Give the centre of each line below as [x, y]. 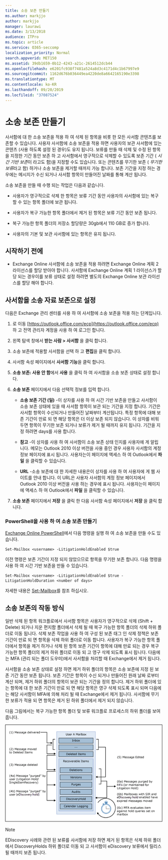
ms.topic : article [24, 43]
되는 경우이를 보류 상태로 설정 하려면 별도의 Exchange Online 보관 [82, 277]
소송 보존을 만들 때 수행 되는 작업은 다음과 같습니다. [55, 185]
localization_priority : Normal [38, 53]
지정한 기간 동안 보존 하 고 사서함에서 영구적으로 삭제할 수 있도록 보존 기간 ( [84, 156]
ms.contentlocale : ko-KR [31, 85]
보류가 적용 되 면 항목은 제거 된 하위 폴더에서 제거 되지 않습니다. [72, 700]
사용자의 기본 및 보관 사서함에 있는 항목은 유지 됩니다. [64, 234]
